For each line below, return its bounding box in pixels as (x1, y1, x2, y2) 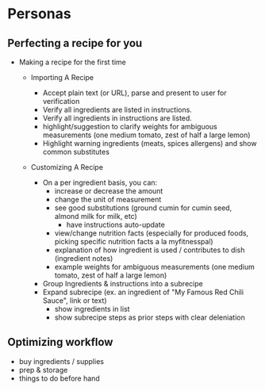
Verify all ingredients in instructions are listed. (42, 113, 192, 123)
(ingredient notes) (54, 254, 113, 263)
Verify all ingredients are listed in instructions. (42, 105, 192, 114)
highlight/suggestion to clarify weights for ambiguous (42, 122, 217, 131)
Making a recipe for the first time (18, 57, 126, 67)
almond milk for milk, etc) (54, 212, 138, 220)
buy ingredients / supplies (18, 356, 105, 366)
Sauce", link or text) (42, 296, 107, 305)
